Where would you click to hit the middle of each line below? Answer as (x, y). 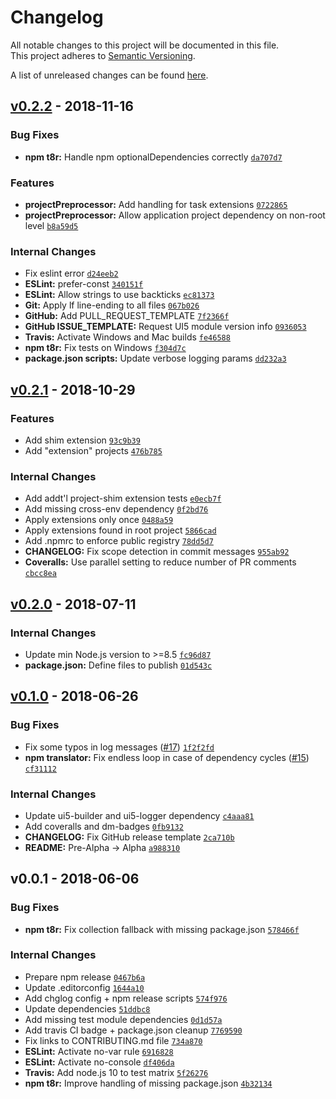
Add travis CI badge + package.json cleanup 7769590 (133, 1030)
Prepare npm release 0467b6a (85, 977)
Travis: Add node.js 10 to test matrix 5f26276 (116, 1072)
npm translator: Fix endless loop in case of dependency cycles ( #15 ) (167, 757)
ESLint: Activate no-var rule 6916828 (99, 1051)
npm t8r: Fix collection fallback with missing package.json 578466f (162, 929)
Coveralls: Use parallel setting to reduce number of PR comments (160, 562)
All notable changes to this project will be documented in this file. (145, 45)
